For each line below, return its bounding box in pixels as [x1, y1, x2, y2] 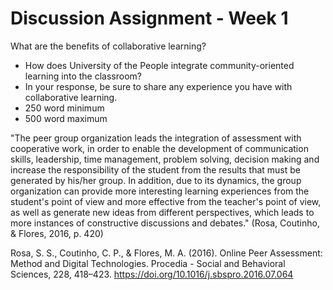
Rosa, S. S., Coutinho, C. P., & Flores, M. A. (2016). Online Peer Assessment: [10, 247, 323, 259]
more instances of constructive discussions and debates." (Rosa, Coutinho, [10, 217, 320, 229]
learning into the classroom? [24, 70, 142, 82]
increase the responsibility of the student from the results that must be [10, 163, 301, 176]
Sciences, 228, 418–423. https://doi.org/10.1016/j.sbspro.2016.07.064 [10, 268, 294, 280]
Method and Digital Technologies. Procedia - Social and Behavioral [10, 257, 286, 269]
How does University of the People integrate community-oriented [24, 59, 295, 71]
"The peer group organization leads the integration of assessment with [10, 132, 302, 144]
